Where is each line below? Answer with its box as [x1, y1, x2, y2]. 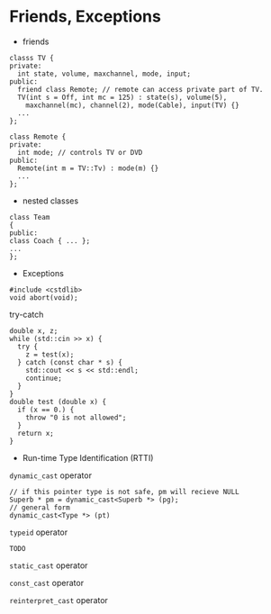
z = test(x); [25, 349, 75, 359]
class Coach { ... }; [9, 236, 91, 245]
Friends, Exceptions [9, 6, 162, 27]
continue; [25, 374, 63, 383]
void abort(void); [9, 293, 78, 302]
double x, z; [9, 326, 59, 335]
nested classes [22, 195, 79, 206]
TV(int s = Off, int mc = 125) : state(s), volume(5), [17, 93, 228, 102]
